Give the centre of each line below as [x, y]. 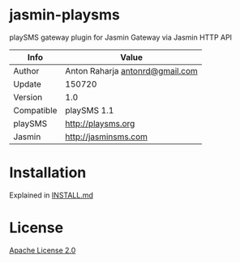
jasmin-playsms [64, 15]
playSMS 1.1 [90, 110]
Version [28, 97]
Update [27, 84]
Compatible [35, 110]
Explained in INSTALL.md [51, 195]
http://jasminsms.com [107, 137]
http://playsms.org [100, 123]
